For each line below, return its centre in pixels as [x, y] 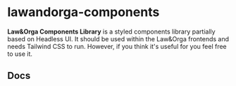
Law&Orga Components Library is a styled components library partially [112, 31]
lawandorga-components [83, 12]
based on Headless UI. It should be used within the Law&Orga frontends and [118, 38]
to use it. [20, 54]
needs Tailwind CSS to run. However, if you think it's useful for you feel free [117, 46]
